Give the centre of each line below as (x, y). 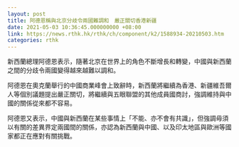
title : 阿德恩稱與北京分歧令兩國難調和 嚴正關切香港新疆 (82, 21)
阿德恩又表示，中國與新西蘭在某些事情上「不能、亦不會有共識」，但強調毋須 (118, 119)
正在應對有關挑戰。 (48, 136)
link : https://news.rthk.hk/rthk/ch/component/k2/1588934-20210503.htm (116, 34)
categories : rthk (33, 40)
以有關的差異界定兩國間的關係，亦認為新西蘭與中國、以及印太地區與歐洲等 (116, 127)
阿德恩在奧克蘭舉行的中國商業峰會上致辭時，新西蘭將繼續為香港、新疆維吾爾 (119, 85)
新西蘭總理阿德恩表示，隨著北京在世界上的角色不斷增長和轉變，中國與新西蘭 (119, 62)
